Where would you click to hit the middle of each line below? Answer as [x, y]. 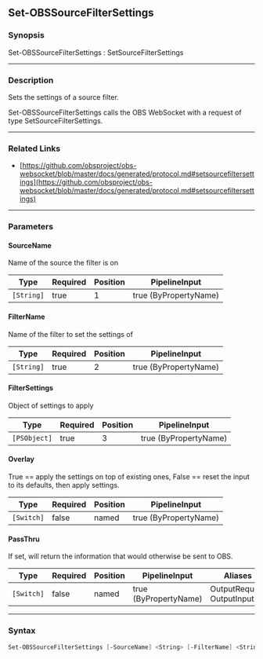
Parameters [31, 227]
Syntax [22, 631]
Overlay [22, 459]
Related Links [34, 148]
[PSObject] [32, 438]
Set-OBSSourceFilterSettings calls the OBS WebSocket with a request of [125, 112]
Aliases [238, 576]
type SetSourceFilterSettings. [56, 120]
